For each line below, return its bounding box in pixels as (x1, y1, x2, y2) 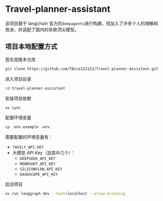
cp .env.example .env (5, 124, 50, 129)
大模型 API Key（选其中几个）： (12, 150, 75, 156)
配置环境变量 (5, 115, 31, 121)
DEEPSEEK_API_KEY (19, 157, 56, 161)
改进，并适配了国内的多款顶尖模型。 (5, 26, 79, 33)
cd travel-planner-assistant (5, 85, 65, 91)
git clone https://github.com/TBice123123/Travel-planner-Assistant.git (5, 66, 159, 71)
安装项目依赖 (5, 95, 31, 101)
